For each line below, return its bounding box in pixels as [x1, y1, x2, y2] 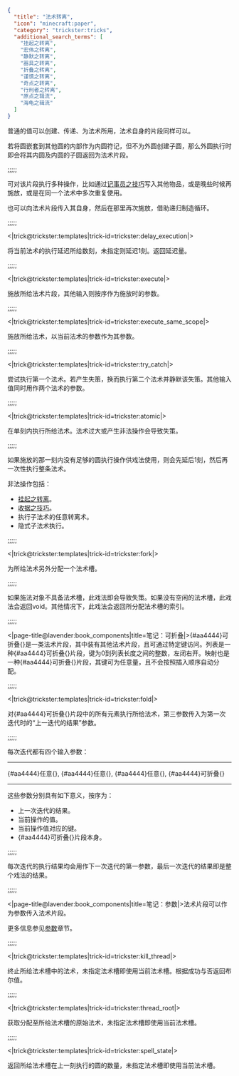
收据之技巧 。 [17, 503, 55, 512]
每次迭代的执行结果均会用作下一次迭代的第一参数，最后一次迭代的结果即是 [7, 861, 225, 870]
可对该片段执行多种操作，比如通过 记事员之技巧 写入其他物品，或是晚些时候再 [7, 179, 232, 188]
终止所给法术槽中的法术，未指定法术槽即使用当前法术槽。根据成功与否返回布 [7, 966, 232, 975]
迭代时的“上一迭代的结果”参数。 [7, 718, 101, 727]
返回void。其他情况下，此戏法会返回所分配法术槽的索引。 [19, 602, 188, 610]
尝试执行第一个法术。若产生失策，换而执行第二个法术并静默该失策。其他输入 [7, 374, 232, 383]
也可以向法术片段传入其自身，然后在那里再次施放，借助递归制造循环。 [7, 203, 213, 212]
